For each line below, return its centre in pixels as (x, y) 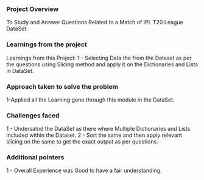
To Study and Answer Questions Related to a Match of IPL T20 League (95, 22)
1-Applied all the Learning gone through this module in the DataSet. (90, 100)
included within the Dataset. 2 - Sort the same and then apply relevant (94, 135)
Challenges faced (33, 116)
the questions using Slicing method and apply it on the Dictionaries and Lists (102, 64)
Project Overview (33, 9)
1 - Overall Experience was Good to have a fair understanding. (84, 171)
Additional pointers (35, 157)
